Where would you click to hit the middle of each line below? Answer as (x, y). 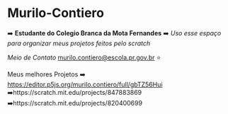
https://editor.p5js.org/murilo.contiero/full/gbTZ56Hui (85, 84)
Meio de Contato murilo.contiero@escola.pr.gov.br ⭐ (84, 57)
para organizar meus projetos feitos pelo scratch (79, 43)
